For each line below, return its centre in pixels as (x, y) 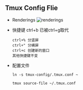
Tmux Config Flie (31, 8)
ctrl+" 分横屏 (25, 45)
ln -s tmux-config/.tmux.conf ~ (45, 75)
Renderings (24, 20)
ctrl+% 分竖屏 (25, 40)
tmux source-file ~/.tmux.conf (44, 83)
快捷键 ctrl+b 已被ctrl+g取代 (41, 30)
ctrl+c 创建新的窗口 (31, 50)
